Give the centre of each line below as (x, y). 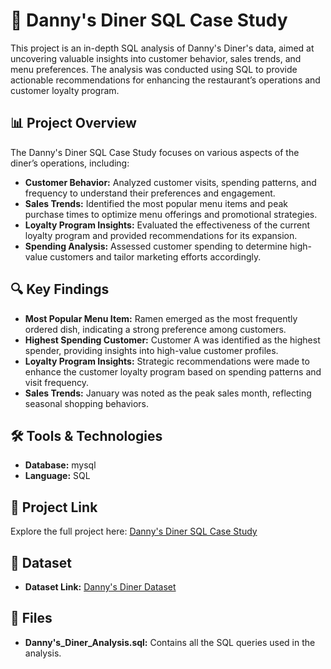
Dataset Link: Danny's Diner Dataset (100, 587)
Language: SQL (57, 476)
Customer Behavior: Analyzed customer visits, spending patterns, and (170, 182)
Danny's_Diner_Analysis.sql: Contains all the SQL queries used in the (170, 642)
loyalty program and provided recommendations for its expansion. (161, 235)
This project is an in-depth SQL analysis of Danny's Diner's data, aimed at (162, 48)
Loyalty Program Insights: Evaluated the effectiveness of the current (167, 225)
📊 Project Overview (73, 123)
